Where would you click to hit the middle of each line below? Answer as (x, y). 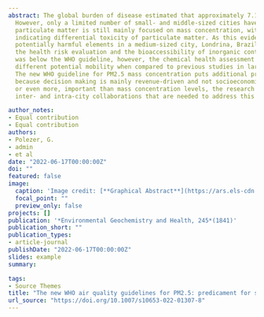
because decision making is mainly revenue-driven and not (114, 81)
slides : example (35, 257)
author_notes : (31, 110)
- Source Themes (35, 286)
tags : (17, 278)
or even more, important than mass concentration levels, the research (135, 89)
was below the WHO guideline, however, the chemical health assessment (135, 60)
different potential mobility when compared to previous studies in (130, 67)
